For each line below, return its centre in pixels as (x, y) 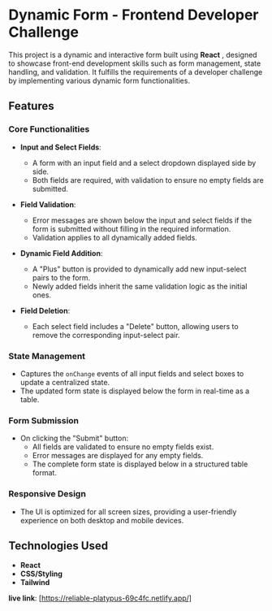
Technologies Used (58, 546)
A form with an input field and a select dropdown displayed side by (144, 162)
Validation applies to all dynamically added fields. (114, 237)
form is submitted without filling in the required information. (132, 228)
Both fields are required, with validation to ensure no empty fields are (148, 180)
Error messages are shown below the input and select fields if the (142, 220)
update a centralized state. (65, 382)
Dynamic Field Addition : (61, 253)
